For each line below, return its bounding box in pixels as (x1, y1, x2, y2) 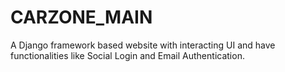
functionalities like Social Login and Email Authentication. (10, 49, 245, 61)
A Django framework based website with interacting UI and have (10, 39, 276, 51)
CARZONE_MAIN (10, 6, 153, 29)
